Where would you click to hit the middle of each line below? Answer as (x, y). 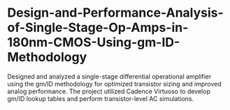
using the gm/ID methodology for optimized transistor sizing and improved (114, 84)
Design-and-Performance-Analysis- (115, 13)
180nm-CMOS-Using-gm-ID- (94, 42)
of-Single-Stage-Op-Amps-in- (98, 28)
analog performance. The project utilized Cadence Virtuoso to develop (109, 91)
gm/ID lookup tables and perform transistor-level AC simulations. (101, 98)
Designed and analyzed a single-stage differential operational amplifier (109, 76)
